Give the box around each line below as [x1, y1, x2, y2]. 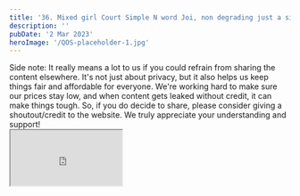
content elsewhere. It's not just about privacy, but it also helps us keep [9, 72, 270, 83]
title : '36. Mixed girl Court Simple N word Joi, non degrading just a [9, 12, 281, 22]
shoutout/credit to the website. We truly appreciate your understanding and [9, 110, 287, 120]
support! [9, 119, 41, 130]
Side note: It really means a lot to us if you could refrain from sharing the [9, 62, 276, 73]
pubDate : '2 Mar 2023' [9, 29, 94, 38]
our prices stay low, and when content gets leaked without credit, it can [9, 91, 272, 102]
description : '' [9, 21, 70, 30]
